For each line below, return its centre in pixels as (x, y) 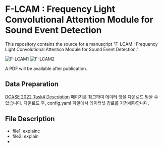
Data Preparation (32, 84)
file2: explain (25, 136)
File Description (30, 119)
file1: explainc (26, 131)
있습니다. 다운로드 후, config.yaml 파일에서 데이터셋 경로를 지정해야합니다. (77, 103)
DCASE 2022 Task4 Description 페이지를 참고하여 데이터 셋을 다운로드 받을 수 (82, 97)
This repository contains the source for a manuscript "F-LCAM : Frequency (81, 44)
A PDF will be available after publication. (46, 69)
